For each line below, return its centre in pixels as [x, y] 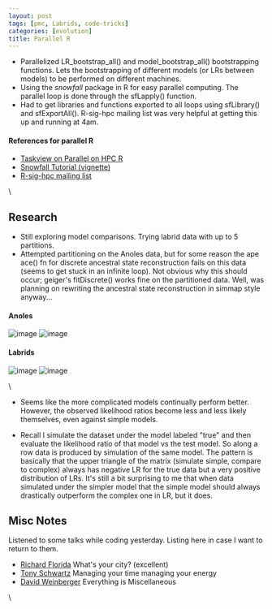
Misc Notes [38, 521]
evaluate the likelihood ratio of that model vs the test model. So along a [139, 443]
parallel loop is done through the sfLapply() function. [108, 96]
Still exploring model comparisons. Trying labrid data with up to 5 [129, 237]
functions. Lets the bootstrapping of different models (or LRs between [137, 71]
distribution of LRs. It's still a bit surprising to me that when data [127, 478]
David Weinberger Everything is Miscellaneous [98, 582]
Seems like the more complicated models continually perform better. [135, 402]
